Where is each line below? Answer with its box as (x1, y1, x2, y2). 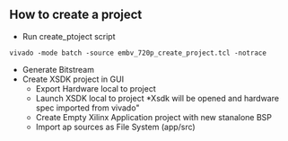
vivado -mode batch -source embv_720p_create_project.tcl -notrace (9, 48, 267, 57)
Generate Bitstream (22, 64, 94, 75)
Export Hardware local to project (35, 83, 156, 93)
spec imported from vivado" (35, 102, 140, 113)
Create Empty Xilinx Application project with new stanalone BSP (35, 111, 272, 122)
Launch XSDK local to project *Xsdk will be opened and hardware (35, 93, 280, 103)
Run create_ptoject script (22, 31, 116, 41)
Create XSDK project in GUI (22, 74, 124, 84)
